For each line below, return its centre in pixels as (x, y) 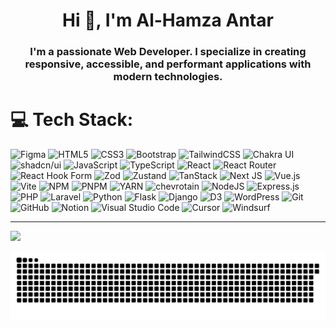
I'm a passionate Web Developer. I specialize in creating (168, 52)
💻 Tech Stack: (72, 120)
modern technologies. (168, 77)
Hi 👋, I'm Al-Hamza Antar (168, 20)
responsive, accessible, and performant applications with (168, 64)
